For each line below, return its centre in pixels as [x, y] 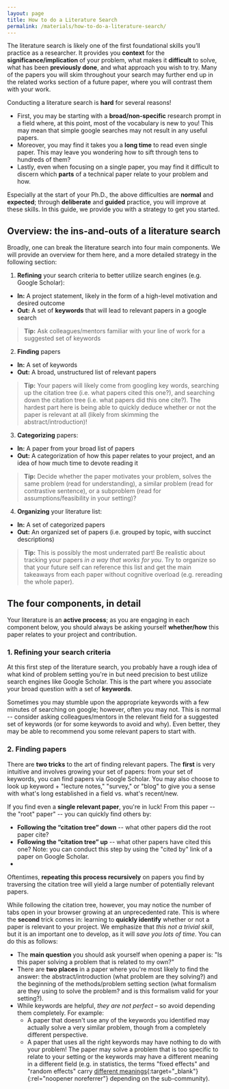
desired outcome [41, 303]
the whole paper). [49, 582]
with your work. [29, 89]
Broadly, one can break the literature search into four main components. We [114, 248]
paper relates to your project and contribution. [72, 634]
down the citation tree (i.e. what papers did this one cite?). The [112, 400]
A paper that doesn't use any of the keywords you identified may [118, 1020]
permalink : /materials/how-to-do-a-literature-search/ [87, 26]
